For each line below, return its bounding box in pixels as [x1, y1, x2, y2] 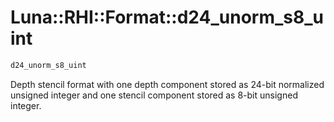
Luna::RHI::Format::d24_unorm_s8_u [10, 6, 325, 29]
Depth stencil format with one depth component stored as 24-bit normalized [10, 78, 325, 90]
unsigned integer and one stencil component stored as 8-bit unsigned [10, 89, 298, 101]
